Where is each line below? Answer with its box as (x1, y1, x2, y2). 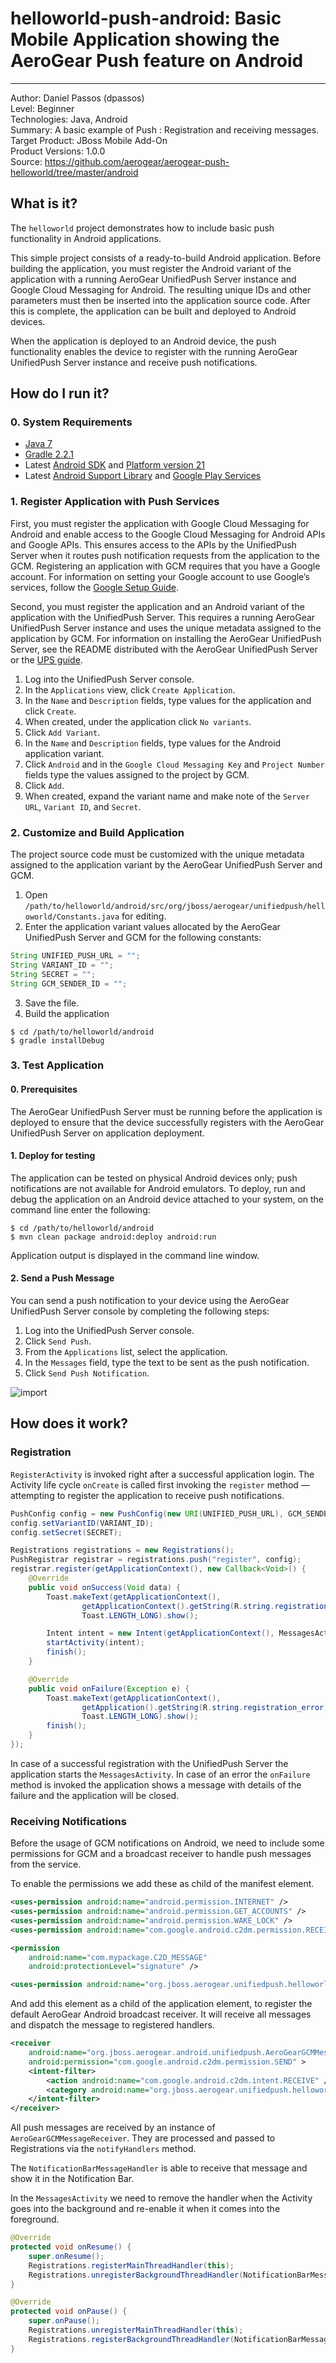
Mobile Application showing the (10, 28, 280, 51)
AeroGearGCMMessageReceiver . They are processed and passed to (10, 2132, 276, 2144)
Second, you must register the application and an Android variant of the (10, 600, 305, 612)
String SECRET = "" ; (10, 969, 97, 979)
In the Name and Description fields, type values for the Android (24, 737, 282, 749)
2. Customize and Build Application (10, 825, 185, 839)
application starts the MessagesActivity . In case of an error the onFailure (10, 1768, 311, 1780)
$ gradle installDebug (10, 1035, 105, 1046)
